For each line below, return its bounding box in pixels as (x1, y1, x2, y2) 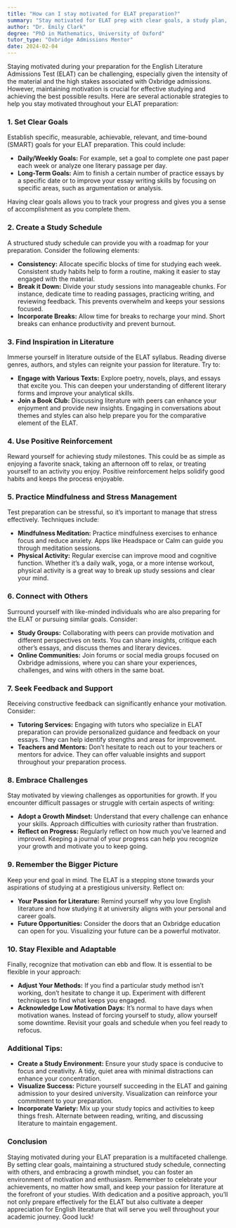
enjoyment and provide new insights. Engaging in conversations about (17, 403, 221, 412)
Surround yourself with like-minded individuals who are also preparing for (7, 607, 221, 615)
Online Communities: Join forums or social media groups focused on (17, 651, 219, 659)
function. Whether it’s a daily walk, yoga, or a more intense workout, (17, 559, 215, 568)
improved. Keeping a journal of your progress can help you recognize (17, 835, 219, 843)
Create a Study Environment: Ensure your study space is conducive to (17, 1059, 223, 1068)
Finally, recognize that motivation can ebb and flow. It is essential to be (7, 960, 212, 968)
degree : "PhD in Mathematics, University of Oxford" (7, 30, 165, 37)
